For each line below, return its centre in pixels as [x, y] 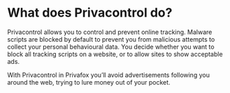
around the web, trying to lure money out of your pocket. [89, 82]
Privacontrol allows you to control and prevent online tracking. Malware [110, 32]
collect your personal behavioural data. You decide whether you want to [111, 46]
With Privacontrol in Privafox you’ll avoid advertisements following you [108, 75]
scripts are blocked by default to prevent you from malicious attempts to [111, 39]
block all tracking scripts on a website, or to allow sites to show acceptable [115, 54]
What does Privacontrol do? [90, 13]
